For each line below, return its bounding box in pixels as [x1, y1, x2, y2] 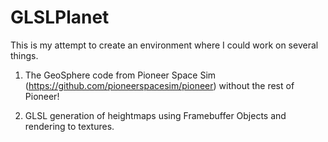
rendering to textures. [24, 120, 115, 132]
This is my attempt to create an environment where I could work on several [10, 39, 319, 51]
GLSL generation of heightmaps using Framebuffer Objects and [24, 109, 287, 121]
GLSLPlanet [10, 6, 110, 29]
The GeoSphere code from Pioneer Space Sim [24, 69, 217, 81]
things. [10, 49, 39, 61]
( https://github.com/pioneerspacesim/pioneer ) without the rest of [24, 79, 295, 91]
